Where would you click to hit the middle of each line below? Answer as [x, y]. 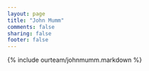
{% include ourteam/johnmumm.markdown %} [75, 60]
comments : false [31, 27]
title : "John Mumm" [36, 20]
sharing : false [30, 33]
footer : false [28, 40]
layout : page [26, 14]
